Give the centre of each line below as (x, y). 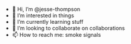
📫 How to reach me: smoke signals (56, 35)
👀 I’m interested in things (43, 15)
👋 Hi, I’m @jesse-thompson (46, 9)
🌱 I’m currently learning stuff (48, 22)
